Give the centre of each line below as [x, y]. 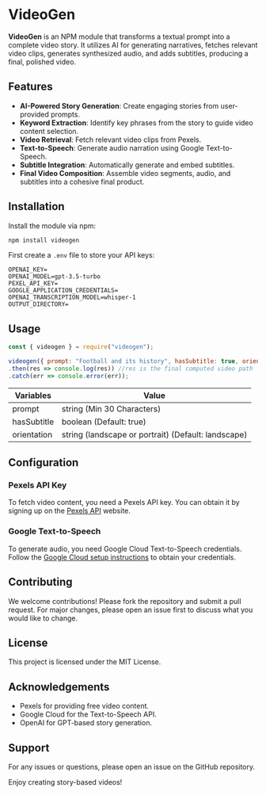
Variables [33, 396]
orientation [32, 434]
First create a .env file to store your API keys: [82, 255]
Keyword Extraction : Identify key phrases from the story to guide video [136, 122]
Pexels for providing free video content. [84, 706]
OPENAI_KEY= [28, 270]
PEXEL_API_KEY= [33, 284]
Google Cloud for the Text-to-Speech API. [88, 714]
